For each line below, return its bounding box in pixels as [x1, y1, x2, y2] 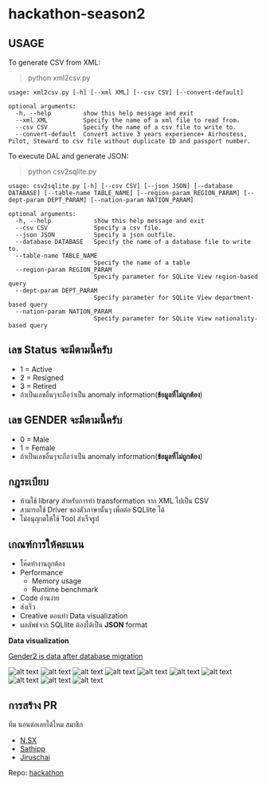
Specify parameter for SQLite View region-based [93, 273, 259, 281]
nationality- [214, 315, 259, 323]
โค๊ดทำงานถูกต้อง [19, 559, 65, 568]
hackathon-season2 [8, 5, 146, 23]
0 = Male [19, 434, 49, 444]
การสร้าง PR [8, 698, 57, 712]
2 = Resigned [19, 372, 64, 383]
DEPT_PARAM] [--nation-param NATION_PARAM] [47, 196, 194, 204]
